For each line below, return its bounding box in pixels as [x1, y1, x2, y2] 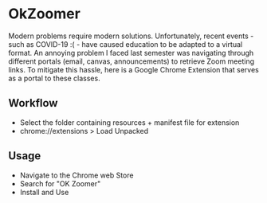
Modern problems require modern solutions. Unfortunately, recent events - [8, 31, 254, 41]
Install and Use [19, 187, 69, 197]
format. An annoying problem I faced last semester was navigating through [8, 48, 254, 57]
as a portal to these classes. [8, 73, 101, 83]
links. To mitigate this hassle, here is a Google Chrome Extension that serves [8, 64, 259, 74]
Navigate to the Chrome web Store [19, 170, 134, 180]
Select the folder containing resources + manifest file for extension [19, 117, 240, 127]
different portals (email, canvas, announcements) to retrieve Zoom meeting [8, 57, 255, 66]
